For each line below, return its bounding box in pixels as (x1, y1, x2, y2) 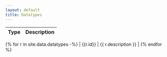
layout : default (5, 7, 40, 13)
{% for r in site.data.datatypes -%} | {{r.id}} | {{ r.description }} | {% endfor (5, 41, 162, 47)
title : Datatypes (5, 12, 42, 17)
